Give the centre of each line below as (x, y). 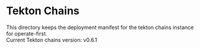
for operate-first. (27, 33)
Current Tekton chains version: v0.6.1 (52, 40)
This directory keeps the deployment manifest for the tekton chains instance (100, 27)
